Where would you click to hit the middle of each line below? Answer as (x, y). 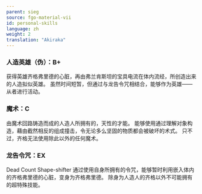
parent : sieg (23, 12)
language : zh (23, 29)
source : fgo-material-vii (39, 18)
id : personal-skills (32, 23)
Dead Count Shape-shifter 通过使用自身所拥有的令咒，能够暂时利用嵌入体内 (100, 169)
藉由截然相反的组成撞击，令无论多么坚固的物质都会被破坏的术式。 (99, 131)
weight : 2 (19, 34)
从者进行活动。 (25, 92)
